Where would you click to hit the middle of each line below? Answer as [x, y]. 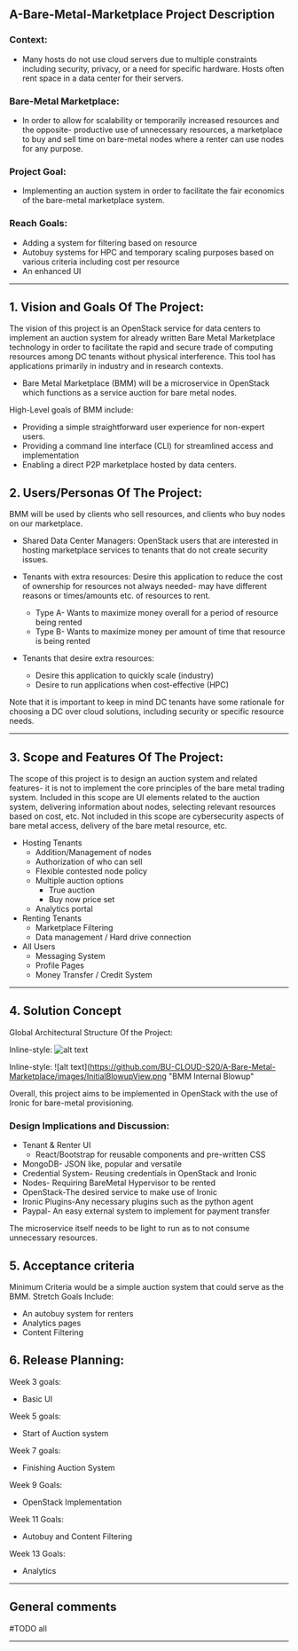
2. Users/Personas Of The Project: [106, 493]
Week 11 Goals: [37, 1519]
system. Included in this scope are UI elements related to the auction [134, 798]
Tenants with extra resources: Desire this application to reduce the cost [153, 577]
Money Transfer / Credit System [94, 975]
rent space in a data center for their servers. [102, 78]
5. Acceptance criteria [72, 1266]
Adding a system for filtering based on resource [110, 242]
